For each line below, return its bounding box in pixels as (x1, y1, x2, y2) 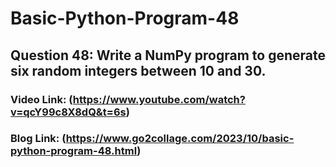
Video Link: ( (10, 92, 73, 106)
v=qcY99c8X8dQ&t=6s (10, 105, 127, 119)
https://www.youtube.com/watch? (72, 92, 246, 106)
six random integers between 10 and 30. (10, 62, 267, 79)
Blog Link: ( (10, 132, 67, 146)
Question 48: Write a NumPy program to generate (10, 47, 326, 64)
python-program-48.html (10, 144, 138, 158)
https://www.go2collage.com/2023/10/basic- (65, 132, 295, 146)
